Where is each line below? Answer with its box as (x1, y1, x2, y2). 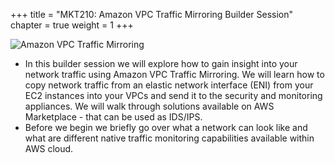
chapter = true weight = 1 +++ (10, 19, 134, 31)
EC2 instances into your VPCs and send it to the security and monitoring (24, 90, 323, 101)
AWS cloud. (24, 143, 74, 154)
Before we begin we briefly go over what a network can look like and (24, 122, 308, 133)
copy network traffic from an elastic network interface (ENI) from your (24, 79, 314, 91)
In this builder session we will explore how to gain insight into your (24, 58, 298, 69)
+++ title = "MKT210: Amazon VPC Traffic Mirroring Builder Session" (10, 9, 294, 20)
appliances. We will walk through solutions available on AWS (24, 100, 275, 112)
